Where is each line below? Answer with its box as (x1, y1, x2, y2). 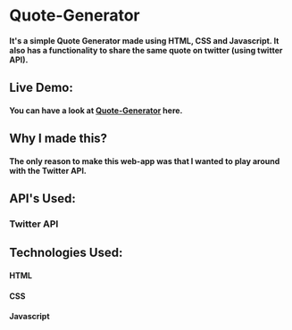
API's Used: (9, 191, 76, 206)
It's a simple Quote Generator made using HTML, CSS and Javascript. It (9, 35, 279, 45)
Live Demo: (9, 80, 73, 95)
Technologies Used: (9, 245, 123, 260)
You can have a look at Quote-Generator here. (9, 104, 183, 116)
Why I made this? (9, 131, 108, 146)
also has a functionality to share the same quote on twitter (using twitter (9, 45, 283, 55)
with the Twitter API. (9, 165, 88, 176)
